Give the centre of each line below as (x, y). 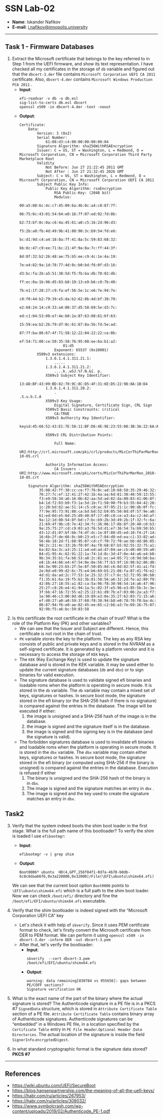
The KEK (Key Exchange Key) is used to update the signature (79, 659)
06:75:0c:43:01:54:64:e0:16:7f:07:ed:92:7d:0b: (68, 214)
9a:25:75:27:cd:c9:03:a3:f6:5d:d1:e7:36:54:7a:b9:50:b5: (98, 528)
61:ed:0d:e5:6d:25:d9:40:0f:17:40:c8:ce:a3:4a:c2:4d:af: (98, 516)
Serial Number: (52, 137)
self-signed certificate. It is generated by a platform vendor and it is (87, 649)
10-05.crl (29, 456)
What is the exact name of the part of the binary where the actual (77, 998)
